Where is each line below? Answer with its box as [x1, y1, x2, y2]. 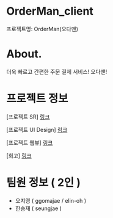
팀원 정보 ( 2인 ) [6, 176, 81, 189]
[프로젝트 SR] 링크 [6, 113, 50, 120]
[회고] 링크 [6, 151, 32, 159]
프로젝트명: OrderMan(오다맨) [6, 25, 78, 32]
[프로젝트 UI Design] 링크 [6, 126, 68, 133]
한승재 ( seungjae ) [15, 205, 62, 212]
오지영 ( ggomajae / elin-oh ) [15, 197, 87, 204]
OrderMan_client [6, 4, 93, 18]
